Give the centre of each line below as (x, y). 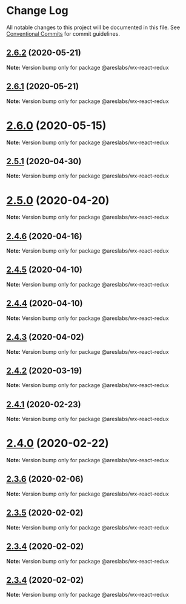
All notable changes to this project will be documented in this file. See (93, 27)
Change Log (37, 11)
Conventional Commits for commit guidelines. (63, 33)
